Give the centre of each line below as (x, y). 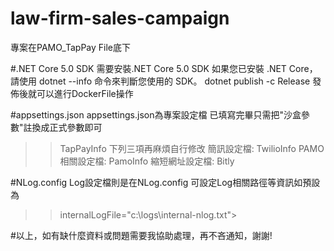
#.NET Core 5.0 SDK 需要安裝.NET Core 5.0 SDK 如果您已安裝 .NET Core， (164, 68)
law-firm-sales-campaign (120, 18)
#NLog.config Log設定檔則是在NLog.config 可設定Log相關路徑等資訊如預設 (165, 182)
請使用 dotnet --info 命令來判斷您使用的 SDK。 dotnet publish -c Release (160, 81)
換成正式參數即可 (67, 127)
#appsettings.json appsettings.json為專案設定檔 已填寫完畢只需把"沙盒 (156, 114)
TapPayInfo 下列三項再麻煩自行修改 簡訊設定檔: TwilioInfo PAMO (192, 148)
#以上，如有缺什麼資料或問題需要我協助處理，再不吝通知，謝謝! (141, 235)
